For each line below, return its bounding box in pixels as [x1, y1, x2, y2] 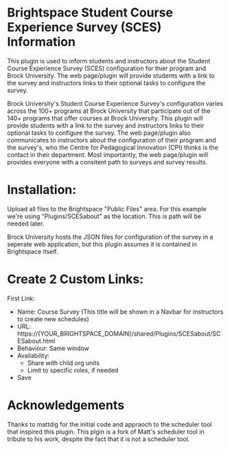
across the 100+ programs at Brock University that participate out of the [7, 107, 211, 115]
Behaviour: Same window [16, 344, 89, 352]
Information [7, 34, 76, 50]
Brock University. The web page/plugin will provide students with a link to [7, 71, 215, 80]
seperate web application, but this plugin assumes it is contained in [7, 239, 198, 248]
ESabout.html [16, 336, 56, 345]
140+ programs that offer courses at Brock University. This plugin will [7, 114, 203, 122]
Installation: [7, 182, 77, 197]
